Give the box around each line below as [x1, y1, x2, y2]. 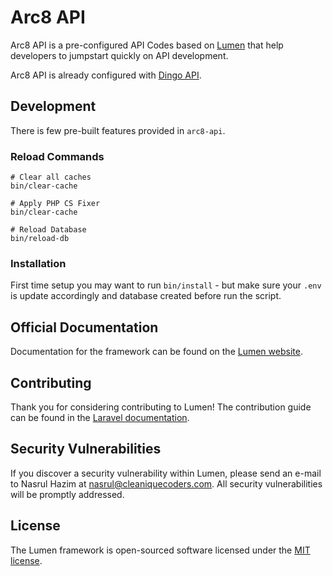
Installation [10, 256, 67, 270]
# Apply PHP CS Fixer [10, 199, 101, 209]
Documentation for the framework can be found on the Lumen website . [10, 346, 303, 358]
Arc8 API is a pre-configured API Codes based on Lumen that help [10, 39, 284, 51]
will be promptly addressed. [10, 488, 125, 500]
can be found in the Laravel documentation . [10, 411, 190, 423]
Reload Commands [10, 149, 105, 163]
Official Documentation [10, 319, 159, 336]
